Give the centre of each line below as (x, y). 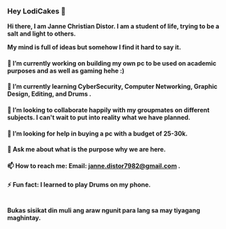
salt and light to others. (42, 34)
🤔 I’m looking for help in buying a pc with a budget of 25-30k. (98, 133)
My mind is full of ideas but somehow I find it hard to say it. (94, 47)
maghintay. (24, 218)
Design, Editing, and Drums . (50, 94)
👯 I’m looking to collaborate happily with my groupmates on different (108, 110)
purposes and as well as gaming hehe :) (66, 71)
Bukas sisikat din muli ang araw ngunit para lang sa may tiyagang (104, 210)
